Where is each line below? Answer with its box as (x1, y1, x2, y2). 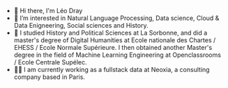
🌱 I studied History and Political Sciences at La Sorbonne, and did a (13, 28, 208, 37)
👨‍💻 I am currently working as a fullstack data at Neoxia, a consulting (13, 66, 211, 73)
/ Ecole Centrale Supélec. (13, 58, 87, 66)
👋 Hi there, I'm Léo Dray (13, 7, 83, 15)
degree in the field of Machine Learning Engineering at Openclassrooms (13, 51, 222, 59)
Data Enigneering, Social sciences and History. (13, 21, 149, 29)
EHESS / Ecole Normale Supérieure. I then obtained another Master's (13, 44, 213, 51)
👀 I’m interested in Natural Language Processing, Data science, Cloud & (13, 14, 220, 22)
